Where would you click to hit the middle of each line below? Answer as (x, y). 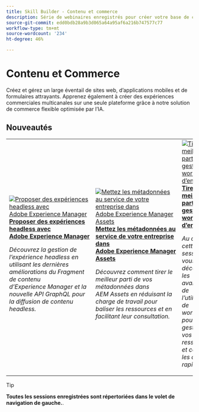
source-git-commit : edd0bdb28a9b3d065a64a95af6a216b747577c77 (84, 23)
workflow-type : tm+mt (33, 28)
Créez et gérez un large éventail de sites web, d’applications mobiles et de (97, 90)
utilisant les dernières (39, 264)
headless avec (30, 229)
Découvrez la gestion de (43, 250)
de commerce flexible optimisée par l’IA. (55, 109)
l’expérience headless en (44, 257)
